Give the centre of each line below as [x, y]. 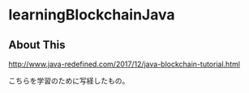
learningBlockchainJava [92, 15]
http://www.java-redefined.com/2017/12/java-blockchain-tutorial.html [124, 64]
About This [37, 45]
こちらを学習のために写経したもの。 [69, 81]
